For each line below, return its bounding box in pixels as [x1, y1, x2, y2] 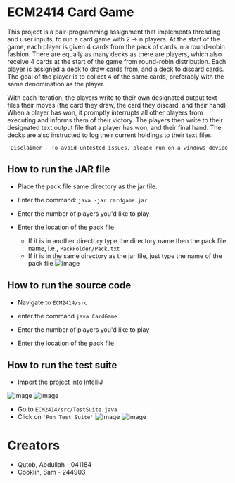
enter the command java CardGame [17, 311, 118, 320]
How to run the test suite [7, 359, 118, 371]
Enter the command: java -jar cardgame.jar [17, 195, 148, 204]
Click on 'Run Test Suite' [17, 413, 94, 421]
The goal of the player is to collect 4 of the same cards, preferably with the [7, 72, 224, 81]
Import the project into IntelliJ [17, 378, 103, 387]
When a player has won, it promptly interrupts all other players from [7, 108, 203, 117]
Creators [7, 437, 60, 453]
